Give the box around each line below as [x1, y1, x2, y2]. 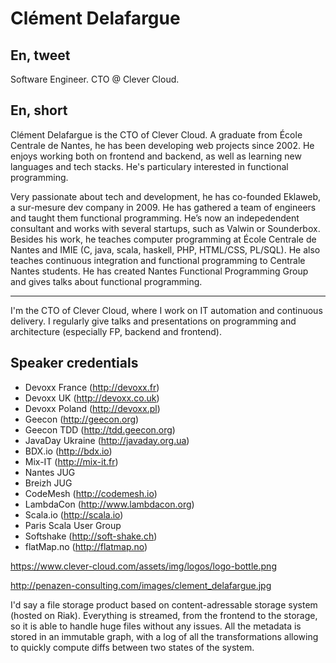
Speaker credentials [10, 355, 139, 372]
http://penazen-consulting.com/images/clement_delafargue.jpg [10, 579, 272, 591]
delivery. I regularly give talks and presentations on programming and [10, 315, 297, 327]
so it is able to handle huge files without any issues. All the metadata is [10, 620, 302, 632]
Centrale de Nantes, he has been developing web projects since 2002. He [10, 139, 315, 151]
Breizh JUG [24, 477, 73, 489]
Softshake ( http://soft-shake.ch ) [24, 530, 158, 542]
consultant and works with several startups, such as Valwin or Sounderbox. [10, 222, 321, 234]
